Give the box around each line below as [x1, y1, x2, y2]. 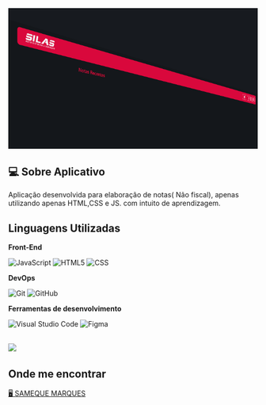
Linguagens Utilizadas [8, 221, 121, 235]
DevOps [8, 273, 36, 283]
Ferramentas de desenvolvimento [8, 304, 122, 314]
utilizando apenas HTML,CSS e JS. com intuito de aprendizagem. [8, 198, 221, 208]
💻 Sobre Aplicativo [8, 165, 105, 178]
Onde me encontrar [8, 367, 107, 380]
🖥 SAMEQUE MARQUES [8, 388, 86, 398]
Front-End [8, 243, 43, 252]
